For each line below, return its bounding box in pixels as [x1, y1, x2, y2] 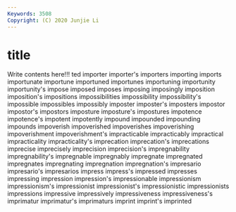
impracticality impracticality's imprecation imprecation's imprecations [7, 138, 210, 146]
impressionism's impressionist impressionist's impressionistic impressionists [7, 182, 230, 190]
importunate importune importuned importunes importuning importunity [7, 78, 216, 86]
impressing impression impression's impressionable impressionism [7, 175, 201, 183]
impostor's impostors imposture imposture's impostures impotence [7, 107, 202, 116]
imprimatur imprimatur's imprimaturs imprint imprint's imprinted [7, 197, 192, 206]
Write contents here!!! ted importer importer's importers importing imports [7, 70, 222, 79]
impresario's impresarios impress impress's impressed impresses [7, 167, 197, 175]
